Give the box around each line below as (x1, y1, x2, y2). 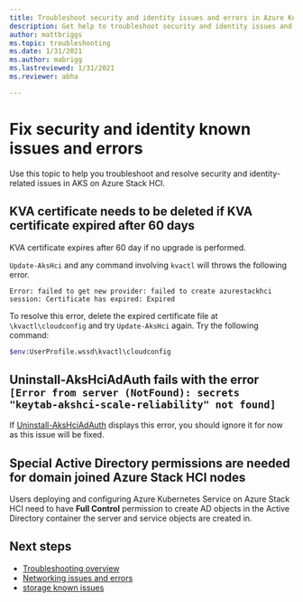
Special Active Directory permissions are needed (9, 456, 290, 471)
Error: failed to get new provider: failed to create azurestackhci (9, 287, 272, 296)
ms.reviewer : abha (9, 72, 78, 81)
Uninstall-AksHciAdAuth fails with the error (9, 372, 260, 387)
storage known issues (22, 582, 105, 593)
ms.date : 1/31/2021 (9, 47, 83, 56)
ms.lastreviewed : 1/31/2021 (9, 64, 115, 73)
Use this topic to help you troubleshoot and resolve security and (9, 168, 248, 179)
